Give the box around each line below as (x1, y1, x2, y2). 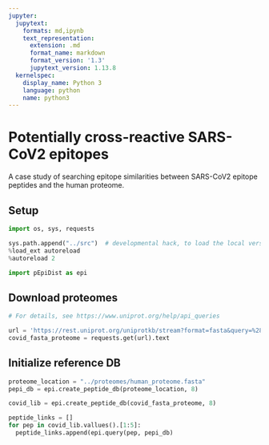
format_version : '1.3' (29, 57, 106, 65)
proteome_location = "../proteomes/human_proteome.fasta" (8, 378, 206, 386)
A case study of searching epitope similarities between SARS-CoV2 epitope (8, 172, 258, 181)
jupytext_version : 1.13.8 (29, 64, 116, 72)
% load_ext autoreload (8, 246, 81, 255)
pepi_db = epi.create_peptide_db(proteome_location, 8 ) (8, 385, 199, 393)
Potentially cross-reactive (8, 128, 186, 147)
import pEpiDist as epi (8, 269, 88, 277)
